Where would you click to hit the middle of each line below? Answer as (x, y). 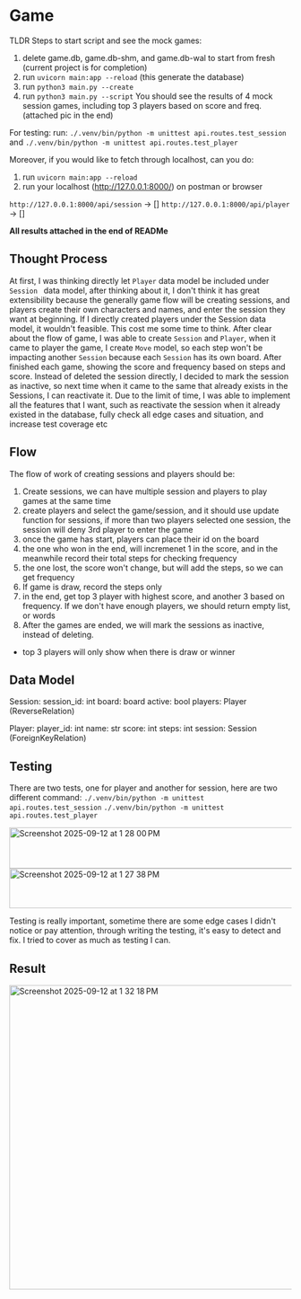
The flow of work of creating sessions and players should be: (122, 473)
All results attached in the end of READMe (89, 231)
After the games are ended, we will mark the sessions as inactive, (143, 624)
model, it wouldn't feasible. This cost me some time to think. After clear (141, 328)
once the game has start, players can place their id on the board (141, 539)
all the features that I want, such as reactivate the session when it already (145, 404)
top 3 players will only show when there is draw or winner (129, 651)
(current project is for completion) (85, 67)
